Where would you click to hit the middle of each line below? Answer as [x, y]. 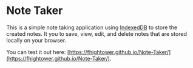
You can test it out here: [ [38, 52]
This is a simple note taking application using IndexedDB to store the [92, 27]
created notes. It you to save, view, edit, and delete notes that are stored [96, 33]
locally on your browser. [36, 40]
